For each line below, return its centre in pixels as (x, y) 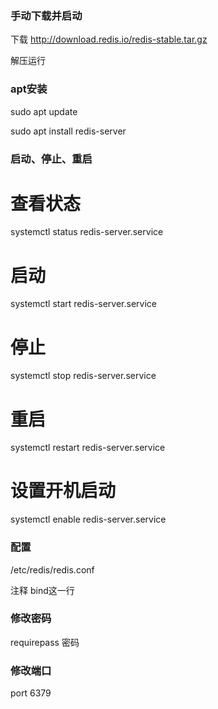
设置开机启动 (63, 491)
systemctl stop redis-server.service (83, 376)
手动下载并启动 (46, 15)
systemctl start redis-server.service (84, 304)
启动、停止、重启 (51, 159)
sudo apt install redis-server (68, 131)
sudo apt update (44, 111)
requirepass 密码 (45, 642)
